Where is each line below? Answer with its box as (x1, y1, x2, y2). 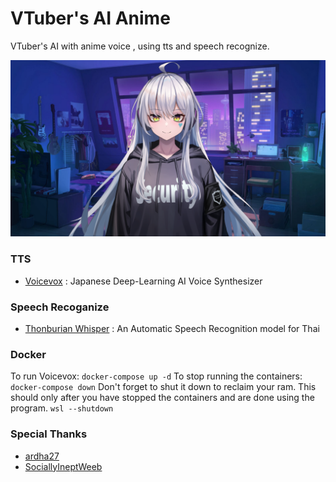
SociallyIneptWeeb (24, 460, 103, 472)
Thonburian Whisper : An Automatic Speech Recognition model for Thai (24, 323, 320, 335)
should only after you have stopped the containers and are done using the (10, 392, 315, 404)
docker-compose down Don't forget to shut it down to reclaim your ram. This (10, 381, 317, 393)
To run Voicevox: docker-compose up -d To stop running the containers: (10, 370, 303, 382)
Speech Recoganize (10, 300, 110, 314)
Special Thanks (10, 427, 88, 441)
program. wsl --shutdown (10, 402, 114, 414)
